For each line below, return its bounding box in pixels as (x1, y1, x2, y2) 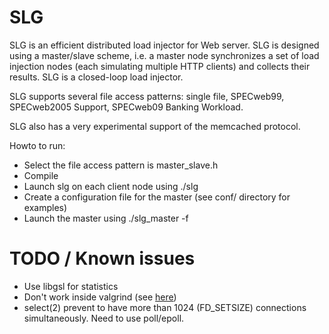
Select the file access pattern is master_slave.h (23, 159, 219, 171)
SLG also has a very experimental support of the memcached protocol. (9, 120, 301, 132)
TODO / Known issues (9, 247, 196, 270)
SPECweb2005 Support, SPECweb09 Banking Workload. (9, 101, 244, 113)
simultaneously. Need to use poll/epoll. (23, 312, 185, 324)
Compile (23, 169, 59, 181)
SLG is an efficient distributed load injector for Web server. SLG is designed (9, 39, 320, 51)
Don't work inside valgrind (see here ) (23, 291, 177, 303)
